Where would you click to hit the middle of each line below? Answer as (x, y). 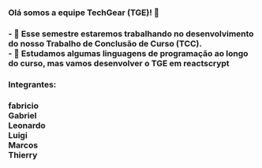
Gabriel (22, 115)
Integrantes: (32, 84)
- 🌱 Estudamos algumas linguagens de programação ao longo (128, 53)
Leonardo (27, 125)
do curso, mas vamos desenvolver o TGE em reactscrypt (119, 63)
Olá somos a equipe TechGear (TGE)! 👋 (84, 13)
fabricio (24, 106)
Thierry (23, 155)
